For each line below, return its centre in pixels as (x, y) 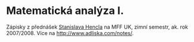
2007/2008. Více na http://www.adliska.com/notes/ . (70, 33)
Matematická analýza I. (65, 11)
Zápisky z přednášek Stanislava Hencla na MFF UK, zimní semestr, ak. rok (97, 27)
